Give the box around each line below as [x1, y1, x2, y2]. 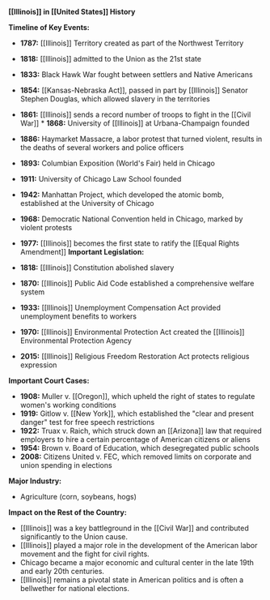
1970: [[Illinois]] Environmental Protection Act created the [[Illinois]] [19, 328, 245, 336]
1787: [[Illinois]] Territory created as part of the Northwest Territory [19, 38, 244, 48]
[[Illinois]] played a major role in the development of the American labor [19, 541, 258, 550]
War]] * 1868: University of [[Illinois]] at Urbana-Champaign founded [19, 118, 250, 128]
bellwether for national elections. [19, 584, 130, 593]
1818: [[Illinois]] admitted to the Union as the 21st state [19, 54, 202, 63]
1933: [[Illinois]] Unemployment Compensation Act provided [19, 303, 221, 312]
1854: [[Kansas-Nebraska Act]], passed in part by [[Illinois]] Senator [19, 85, 248, 95]
